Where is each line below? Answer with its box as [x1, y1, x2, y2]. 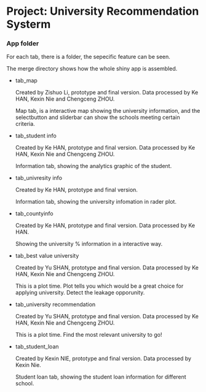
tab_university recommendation [15, 301, 96, 308]
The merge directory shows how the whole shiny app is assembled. [6, 65, 178, 72]
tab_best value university [15, 252, 79, 259]
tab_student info [15, 132, 57, 139]
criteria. [15, 120, 35, 128]
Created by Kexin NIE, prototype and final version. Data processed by [15, 355, 192, 363]
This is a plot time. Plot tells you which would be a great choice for [15, 282, 184, 290]
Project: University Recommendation [6, 4, 199, 18]
